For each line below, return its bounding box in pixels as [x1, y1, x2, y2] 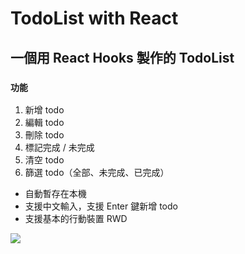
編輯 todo [24, 116, 65, 128]
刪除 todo [24, 128, 65, 141]
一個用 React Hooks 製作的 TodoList [10, 49, 235, 66]
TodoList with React [10, 7, 179, 30]
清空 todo [24, 153, 65, 166]
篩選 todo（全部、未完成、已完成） [24, 166, 170, 178]
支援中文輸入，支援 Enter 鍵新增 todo [24, 200, 178, 212]
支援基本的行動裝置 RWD [24, 212, 128, 224]
